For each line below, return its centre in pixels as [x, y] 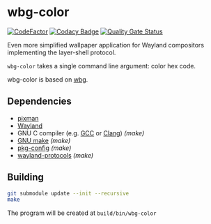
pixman [28, 118]
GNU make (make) [44, 140]
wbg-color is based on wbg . [48, 79]
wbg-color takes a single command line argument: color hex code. [102, 66]
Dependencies [39, 102]
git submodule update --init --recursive [68, 193]
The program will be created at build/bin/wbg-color [82, 213]
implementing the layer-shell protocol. [62, 52]
